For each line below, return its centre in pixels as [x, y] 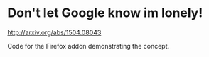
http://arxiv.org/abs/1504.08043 [54, 32]
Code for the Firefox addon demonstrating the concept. [89, 46]
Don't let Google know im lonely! [105, 13]
